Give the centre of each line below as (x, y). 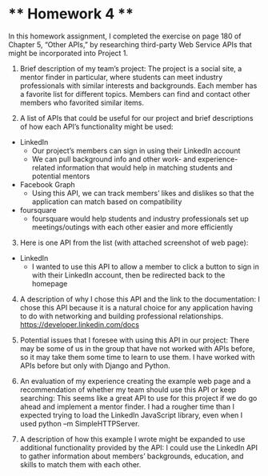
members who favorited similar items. (82, 102)
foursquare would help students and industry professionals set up (140, 218)
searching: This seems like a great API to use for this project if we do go (138, 398)
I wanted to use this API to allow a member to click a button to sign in (146, 266)
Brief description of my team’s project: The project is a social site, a (131, 68)
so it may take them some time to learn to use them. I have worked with (137, 357)
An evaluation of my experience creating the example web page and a (135, 381)
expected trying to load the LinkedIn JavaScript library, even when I (131, 415)
